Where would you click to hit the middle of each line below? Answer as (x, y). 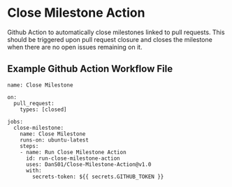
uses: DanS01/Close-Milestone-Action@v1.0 (88, 164)
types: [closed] (44, 110)
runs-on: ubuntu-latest (55, 140)
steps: (29, 146)
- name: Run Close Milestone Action (73, 152)
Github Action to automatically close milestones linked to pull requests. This (116, 32)
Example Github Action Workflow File (90, 69)
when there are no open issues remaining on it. (75, 47)
